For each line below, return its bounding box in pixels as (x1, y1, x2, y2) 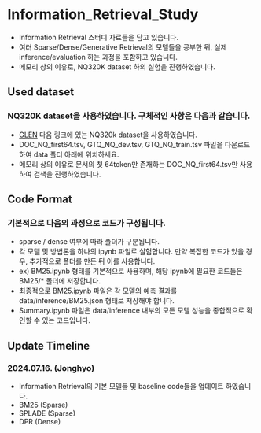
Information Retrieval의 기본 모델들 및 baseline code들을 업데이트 (18, 382, 224, 390)
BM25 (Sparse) (18, 400, 68, 409)
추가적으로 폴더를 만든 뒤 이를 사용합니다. (29, 257, 156, 266)
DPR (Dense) (18, 417, 61, 426)
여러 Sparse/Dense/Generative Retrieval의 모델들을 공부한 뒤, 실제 (18, 42, 227, 52)
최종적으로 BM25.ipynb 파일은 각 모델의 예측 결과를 (18, 286, 178, 296)
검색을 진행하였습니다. (33, 169, 101, 179)
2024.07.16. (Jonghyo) (7, 362, 95, 373)
